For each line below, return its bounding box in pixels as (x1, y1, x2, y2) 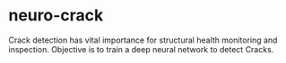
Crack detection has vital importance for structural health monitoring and (8, 35, 278, 45)
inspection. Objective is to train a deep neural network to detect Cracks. (8, 43, 274, 54)
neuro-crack (8, 5, 104, 26)
